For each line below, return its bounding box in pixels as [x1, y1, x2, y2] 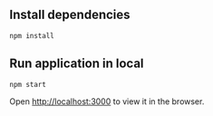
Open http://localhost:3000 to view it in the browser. [9, 95, 205, 107]
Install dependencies [9, 7, 131, 23]
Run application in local [9, 56, 144, 72]
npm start [9, 80, 47, 89]
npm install [9, 31, 54, 40]
